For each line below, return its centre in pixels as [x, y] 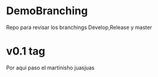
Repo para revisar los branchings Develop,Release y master [79, 27]
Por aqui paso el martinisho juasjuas [50, 68]
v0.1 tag [26, 51]
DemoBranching [47, 11]
